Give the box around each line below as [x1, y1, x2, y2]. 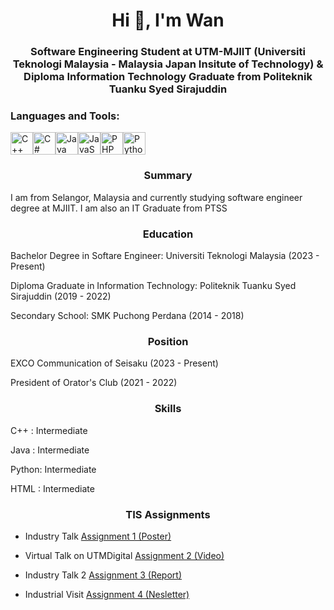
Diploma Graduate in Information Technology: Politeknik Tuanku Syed [10, 280, 297, 291]
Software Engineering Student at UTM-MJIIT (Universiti [30, 45, 306, 59]
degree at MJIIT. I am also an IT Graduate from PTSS [10, 202, 228, 214]
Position [147, 334, 189, 348]
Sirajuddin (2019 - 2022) [10, 290, 112, 302]
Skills [154, 402, 182, 416]
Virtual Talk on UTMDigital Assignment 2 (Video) [24, 549, 225, 561]
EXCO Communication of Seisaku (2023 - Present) [10, 357, 219, 369]
